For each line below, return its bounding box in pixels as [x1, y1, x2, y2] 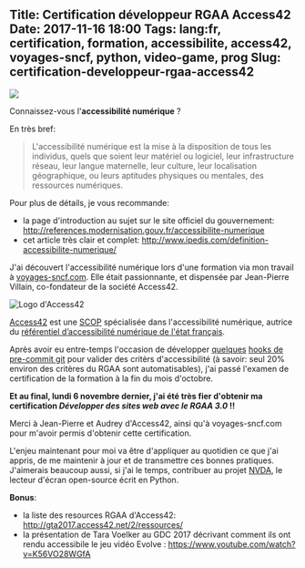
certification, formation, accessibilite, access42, [9, 36, 292, 51]
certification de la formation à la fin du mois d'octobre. [9, 373, 214, 384]
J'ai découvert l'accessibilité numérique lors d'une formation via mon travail [9, 262, 294, 273]
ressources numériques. [31, 180, 124, 191]
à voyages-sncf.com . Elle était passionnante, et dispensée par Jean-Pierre [9, 271, 290, 282]
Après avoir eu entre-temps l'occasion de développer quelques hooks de [9, 344, 284, 355]
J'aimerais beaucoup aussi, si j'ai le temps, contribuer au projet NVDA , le [9, 464, 283, 475]
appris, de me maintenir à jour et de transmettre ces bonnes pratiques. [9, 455, 275, 466]
